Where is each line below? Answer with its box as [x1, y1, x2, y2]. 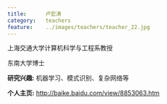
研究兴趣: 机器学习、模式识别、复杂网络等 [7, 74, 129, 82]
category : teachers [7, 17, 71, 24]
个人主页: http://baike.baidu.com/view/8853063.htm [7, 89, 160, 98]
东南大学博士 [7, 59, 45, 67]
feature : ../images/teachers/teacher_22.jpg [7, 23, 151, 30]
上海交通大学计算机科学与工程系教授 [7, 44, 113, 52]
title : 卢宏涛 [7, 10, 62, 18]
